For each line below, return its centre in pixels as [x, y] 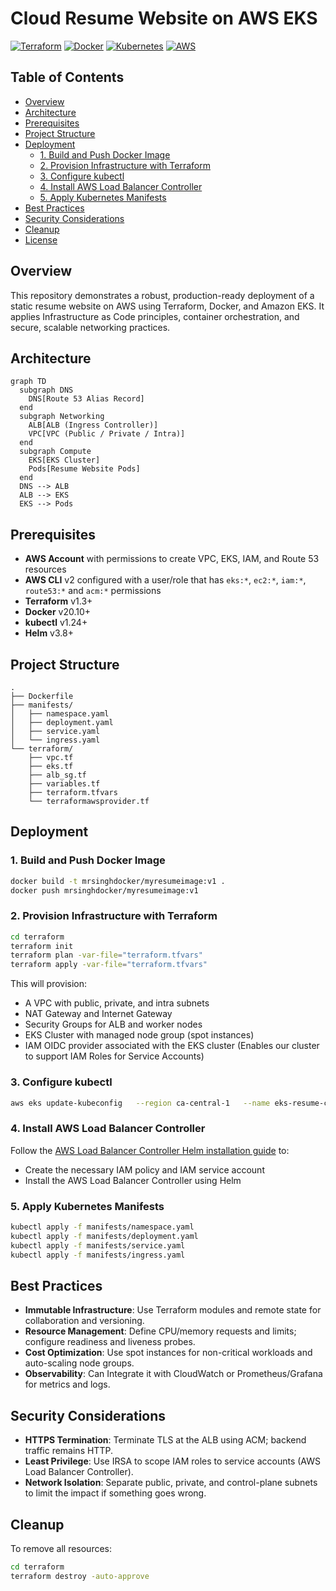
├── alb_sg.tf [57, 775]
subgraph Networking [62, 417]
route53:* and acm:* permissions [93, 591]
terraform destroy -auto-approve [80, 1576]
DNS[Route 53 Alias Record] [86, 399]
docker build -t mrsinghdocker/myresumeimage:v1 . [118, 881]
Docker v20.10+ [58, 612]
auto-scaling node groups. [79, 1363]
